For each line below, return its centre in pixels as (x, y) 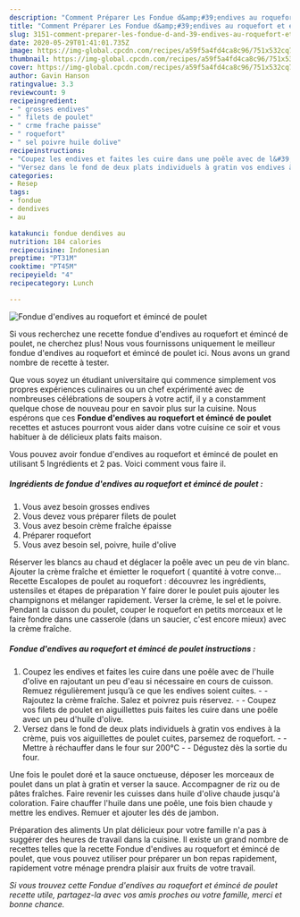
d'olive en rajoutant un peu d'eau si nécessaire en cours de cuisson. (148, 681)
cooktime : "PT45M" (43, 267)
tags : (19, 192)
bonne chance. (37, 904)
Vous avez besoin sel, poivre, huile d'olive (99, 544)
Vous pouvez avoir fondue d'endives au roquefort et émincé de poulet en (144, 454)
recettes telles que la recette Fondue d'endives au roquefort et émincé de (145, 849)
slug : (19, 34)
